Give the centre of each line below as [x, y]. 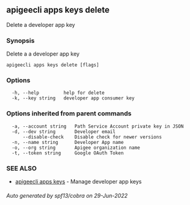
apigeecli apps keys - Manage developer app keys [78, 182]
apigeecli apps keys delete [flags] [53, 65]
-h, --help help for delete [58, 93]
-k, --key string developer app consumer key [73, 98]
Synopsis [20, 40]
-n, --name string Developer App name [68, 142]
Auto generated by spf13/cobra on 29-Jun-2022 [67, 195]
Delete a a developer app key [43, 54]
